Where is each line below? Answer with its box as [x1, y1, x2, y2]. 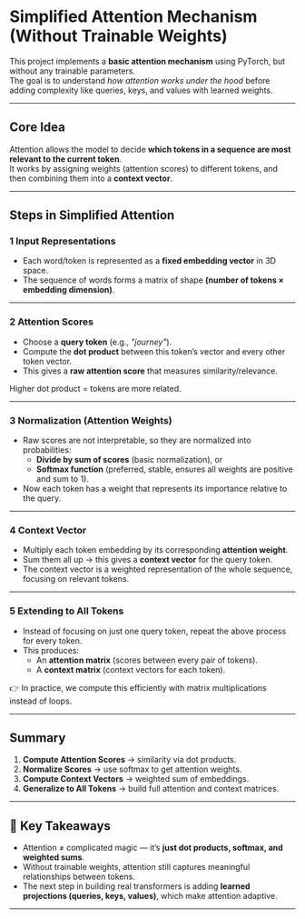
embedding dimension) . [22, 285, 115, 295]
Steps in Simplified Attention [9, 207, 175, 224]
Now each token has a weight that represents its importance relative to [22, 484, 288, 494]
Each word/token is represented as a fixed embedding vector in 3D [22, 255, 277, 266]
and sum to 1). [35, 474, 89, 484]
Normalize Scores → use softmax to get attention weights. [22, 764, 242, 774]
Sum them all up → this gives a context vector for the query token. [22, 554, 273, 565]
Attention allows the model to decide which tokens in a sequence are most [9, 144, 291, 155]
